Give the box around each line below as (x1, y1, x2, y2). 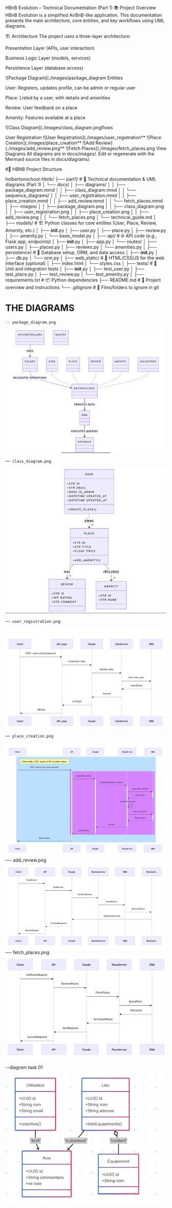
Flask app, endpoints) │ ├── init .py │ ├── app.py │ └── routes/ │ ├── (5, 238, 157, 244)
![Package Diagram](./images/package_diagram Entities (5, 75, 123, 81)
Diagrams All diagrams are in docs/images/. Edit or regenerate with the (5, 151, 155, 157)
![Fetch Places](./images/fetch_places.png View (66, 146, 167, 151)
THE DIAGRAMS (5, 302, 75, 314)
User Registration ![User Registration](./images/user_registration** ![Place (5, 134, 162, 140)
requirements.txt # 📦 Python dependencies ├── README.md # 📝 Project (5, 277, 161, 283)
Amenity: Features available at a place (5, 115, 85, 120)
